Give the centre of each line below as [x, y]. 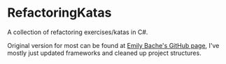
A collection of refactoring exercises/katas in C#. [78, 32]
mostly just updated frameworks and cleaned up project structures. [104, 53]
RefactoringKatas [59, 13]
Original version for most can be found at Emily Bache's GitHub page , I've [113, 45]
